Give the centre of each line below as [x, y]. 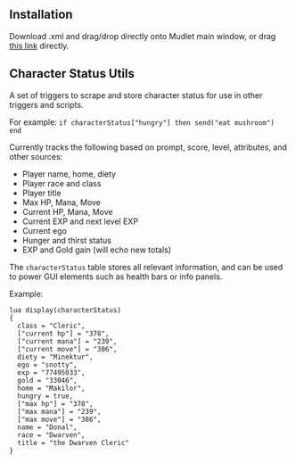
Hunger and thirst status [66, 240]
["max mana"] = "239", [59, 411]
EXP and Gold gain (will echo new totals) [97, 250]
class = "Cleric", [52, 326]
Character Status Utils [72, 74]
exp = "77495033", [52, 372]
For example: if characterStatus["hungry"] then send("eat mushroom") [142, 122]
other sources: [36, 156]
